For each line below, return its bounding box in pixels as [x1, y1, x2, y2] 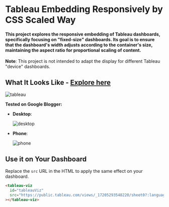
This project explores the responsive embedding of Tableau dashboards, [5, 31, 160, 37]
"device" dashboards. [5, 64, 50, 70]
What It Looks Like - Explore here [5, 78, 111, 86]
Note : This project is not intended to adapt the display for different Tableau [5, 58, 160, 64]
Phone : [12, 131, 28, 137]
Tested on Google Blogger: [5, 101, 62, 108]
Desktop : [12, 111, 32, 117]
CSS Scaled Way [5, 14, 76, 26]
